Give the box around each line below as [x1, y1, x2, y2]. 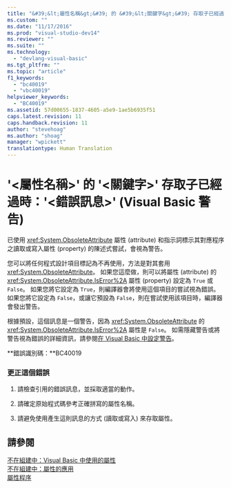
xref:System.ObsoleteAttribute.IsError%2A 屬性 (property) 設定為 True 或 [7, 276, 214, 284]
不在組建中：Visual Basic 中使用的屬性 [7, 456, 116, 464]
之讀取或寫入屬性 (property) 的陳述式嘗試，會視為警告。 [7, 244, 167, 252]
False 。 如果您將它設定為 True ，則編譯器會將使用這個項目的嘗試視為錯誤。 [7, 285, 220, 293]
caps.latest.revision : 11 [7, 113, 81, 120]
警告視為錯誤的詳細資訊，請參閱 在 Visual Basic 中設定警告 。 [7, 334, 178, 342]
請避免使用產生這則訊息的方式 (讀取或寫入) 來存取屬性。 [17, 414, 177, 422]
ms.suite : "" [7, 42, 45, 49]
